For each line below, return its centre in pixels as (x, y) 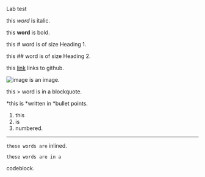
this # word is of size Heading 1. (46, 44)
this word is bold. (28, 32)
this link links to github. (35, 68)
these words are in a (34, 157)
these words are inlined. (37, 146)
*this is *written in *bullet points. (47, 103)
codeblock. (20, 168)
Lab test (16, 9)
